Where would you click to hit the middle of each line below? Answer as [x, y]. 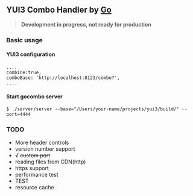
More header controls [42, 143]
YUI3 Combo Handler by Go [59, 10]
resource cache [34, 188]
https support [32, 168]
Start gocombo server [34, 96]
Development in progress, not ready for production [86, 24]
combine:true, [24, 72]
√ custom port [33, 156]
